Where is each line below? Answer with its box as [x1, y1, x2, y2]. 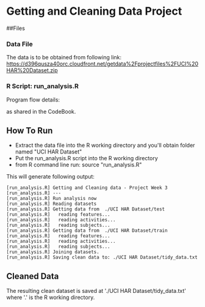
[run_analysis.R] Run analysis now [6, 196, 97, 202]
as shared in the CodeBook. [6, 108, 76, 115]
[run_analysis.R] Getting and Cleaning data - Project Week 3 [6, 185, 168, 191]
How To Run [6, 125, 53, 136]
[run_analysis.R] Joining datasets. [6, 249, 99, 255]
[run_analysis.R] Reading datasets [6, 201, 97, 207]
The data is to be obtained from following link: [6, 54, 122, 61]
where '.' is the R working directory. [6, 294, 95, 301]
